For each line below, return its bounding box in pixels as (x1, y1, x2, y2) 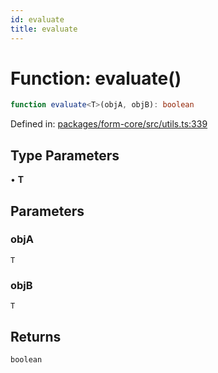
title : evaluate (10, 24, 78, 34)
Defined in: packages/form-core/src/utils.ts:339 (10, 118, 208, 130)
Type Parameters (10, 147, 120, 164)
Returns (10, 328, 62, 345)
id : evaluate (10, 14, 65, 25)
